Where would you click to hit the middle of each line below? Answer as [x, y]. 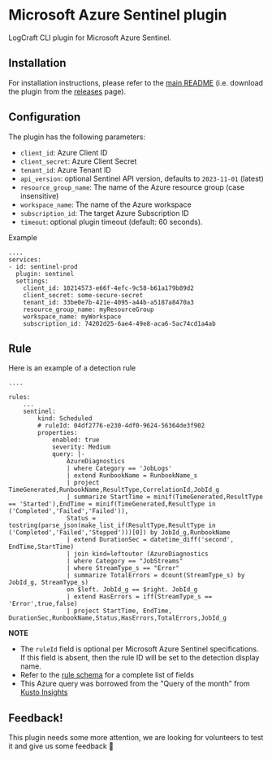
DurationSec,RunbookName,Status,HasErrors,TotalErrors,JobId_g [118, 618]
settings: [32, 281]
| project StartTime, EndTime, [119, 611]
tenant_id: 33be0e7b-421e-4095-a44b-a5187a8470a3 [109, 302]
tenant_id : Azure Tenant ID [65, 169]
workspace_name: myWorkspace [72, 316]
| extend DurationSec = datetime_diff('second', [150, 540]
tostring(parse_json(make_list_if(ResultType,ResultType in [112, 526]
